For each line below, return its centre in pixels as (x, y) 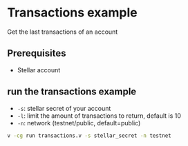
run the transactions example (72, 92)
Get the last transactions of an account (63, 32)
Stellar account (39, 70)
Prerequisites (37, 53)
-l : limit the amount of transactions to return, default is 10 (99, 116)
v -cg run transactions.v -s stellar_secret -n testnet (89, 136)
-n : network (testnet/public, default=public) (79, 123)
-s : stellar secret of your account (64, 108)
